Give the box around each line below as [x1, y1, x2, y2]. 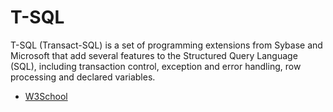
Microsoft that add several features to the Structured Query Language [10, 49, 298, 61]
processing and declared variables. [10, 71, 156, 83]
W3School [24, 90, 68, 102]
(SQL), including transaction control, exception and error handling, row [10, 60, 302, 72]
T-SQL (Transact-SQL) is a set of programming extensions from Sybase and [10, 39, 323, 51]
